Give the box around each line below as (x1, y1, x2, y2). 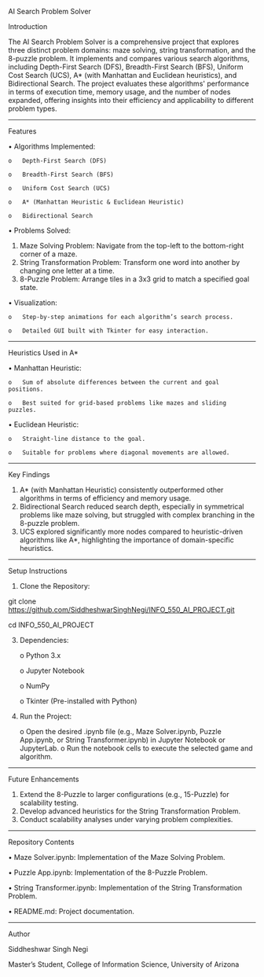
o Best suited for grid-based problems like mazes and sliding (8, 399, 226, 407)
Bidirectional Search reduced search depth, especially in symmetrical (19, 502, 244, 511)
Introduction (8, 22, 48, 31)
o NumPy (19, 681, 50, 690)
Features (8, 127, 37, 136)
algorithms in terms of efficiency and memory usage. (19, 494, 192, 502)
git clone (8, 597, 37, 606)
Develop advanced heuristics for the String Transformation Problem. (19, 806, 241, 816)
